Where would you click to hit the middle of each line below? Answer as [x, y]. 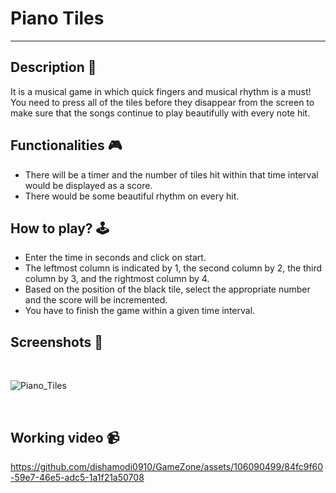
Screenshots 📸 [57, 342]
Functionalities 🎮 [66, 145]
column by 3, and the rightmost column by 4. [117, 279]
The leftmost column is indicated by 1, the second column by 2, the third [173, 268]
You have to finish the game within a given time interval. [140, 311]
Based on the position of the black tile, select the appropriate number [167, 289]
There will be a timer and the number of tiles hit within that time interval [171, 174]
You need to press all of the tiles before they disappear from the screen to [162, 102]
